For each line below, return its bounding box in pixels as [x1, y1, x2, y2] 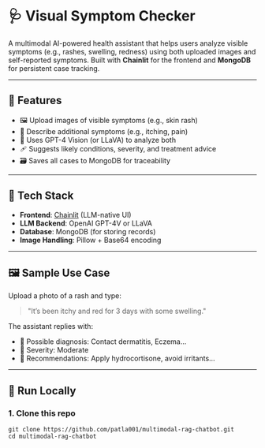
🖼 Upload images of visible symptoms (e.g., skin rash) [19, 115, 199, 125]
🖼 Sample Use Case [8, 266, 110, 279]
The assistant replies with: [8, 322, 93, 331]
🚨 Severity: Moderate [19, 345, 89, 355]
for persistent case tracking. [8, 63, 100, 73]
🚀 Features [8, 94, 62, 107]
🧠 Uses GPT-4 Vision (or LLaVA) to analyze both [19, 135, 176, 144]
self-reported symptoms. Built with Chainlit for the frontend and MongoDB [8, 55, 251, 65]
